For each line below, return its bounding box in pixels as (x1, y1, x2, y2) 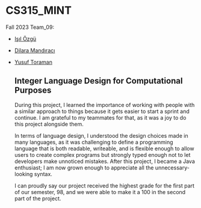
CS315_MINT (5, 4, 72, 17)
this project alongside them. (14, 120, 84, 127)
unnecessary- (155, 164, 190, 171)
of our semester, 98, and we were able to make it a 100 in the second (14, 188, 186, 195)
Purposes (14, 85, 52, 96)
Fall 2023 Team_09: (5, 23, 55, 31)
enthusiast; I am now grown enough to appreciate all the (14, 164, 154, 171)
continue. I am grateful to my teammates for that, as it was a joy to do (14, 114, 187, 121)
